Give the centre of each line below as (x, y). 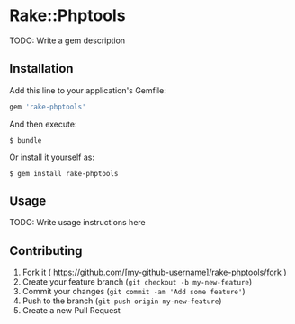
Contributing (46, 251)
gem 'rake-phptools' (48, 107)
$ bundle (26, 140)
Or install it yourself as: (52, 157)
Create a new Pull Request (72, 311)
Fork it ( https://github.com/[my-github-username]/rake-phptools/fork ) (154, 272)
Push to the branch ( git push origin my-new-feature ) (122, 301)
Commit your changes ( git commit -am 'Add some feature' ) (134, 292)
